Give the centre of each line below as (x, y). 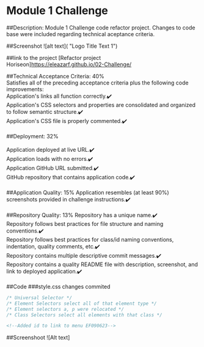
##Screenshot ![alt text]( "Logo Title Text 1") (62, 46)
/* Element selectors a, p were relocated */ (65, 309)
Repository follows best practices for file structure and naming (85, 223)
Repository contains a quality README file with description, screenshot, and (102, 264)
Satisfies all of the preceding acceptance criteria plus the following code (97, 83)
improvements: (25, 89)
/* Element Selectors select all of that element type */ (82, 304)
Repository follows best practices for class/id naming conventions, (90, 239)
